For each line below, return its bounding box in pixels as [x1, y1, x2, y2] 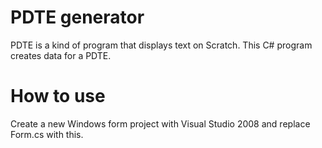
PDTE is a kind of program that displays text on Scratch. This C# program [10, 39, 313, 51]
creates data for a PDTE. [10, 49, 112, 61]
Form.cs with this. [10, 128, 84, 140]
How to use [10, 85, 106, 108]
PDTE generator [10, 6, 145, 29]
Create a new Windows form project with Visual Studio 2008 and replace [10, 117, 311, 130]
